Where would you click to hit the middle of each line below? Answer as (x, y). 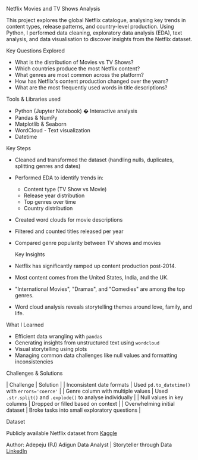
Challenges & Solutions (34, 373)
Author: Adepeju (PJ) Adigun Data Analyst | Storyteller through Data (89, 445)
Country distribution (48, 208)
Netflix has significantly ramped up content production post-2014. (95, 266)
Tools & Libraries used (34, 99)
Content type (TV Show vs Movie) (65, 189)
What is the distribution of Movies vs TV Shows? (74, 62)
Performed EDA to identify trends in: (59, 178)
